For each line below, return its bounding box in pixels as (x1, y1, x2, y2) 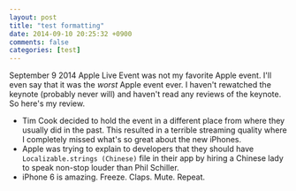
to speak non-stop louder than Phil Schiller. (21, 163, 179, 173)
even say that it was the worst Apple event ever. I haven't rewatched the (9, 80, 272, 90)
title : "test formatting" (9, 21, 104, 30)
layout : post (9, 12, 57, 22)
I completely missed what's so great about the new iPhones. (21, 134, 241, 145)
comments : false (9, 37, 69, 47)
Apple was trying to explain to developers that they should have (21, 143, 254, 155)
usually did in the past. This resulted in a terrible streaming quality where (21, 125, 287, 135)
